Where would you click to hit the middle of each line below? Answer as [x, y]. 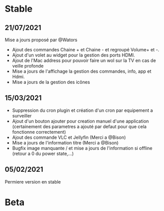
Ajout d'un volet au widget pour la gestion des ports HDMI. [73, 55]
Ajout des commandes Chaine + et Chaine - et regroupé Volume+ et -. [86, 50]
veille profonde [28, 66]
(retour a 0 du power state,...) [43, 154]
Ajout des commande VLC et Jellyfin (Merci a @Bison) [69, 137]
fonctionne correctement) [39, 132]
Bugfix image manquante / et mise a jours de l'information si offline [82, 148]
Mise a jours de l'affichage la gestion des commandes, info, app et [82, 71]
